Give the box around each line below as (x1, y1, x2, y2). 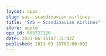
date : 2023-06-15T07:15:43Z (6, 36, 75, 41)
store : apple (6, 24, 38, 31)
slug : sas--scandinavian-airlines (6, 14, 91, 20)
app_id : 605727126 (6, 30, 51, 36)
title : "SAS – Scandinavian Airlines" (6, 19, 101, 25)
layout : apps (6, 8, 38, 15)
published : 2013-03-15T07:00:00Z (6, 41, 88, 47)
